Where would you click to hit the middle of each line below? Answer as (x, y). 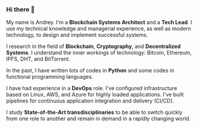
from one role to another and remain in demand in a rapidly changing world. (98, 119)
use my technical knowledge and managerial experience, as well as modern (99, 28)
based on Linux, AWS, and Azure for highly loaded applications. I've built (95, 95)
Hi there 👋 (21, 9)
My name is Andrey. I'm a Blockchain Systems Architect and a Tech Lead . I (99, 23)
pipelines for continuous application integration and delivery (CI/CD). (90, 101)
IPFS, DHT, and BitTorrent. (38, 59)
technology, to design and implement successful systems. (77, 35)
